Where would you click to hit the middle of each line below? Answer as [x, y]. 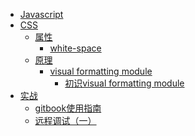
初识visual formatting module [124, 83]
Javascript [41, 14]
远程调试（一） [65, 120]
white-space [75, 48]
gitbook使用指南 [68, 108]
